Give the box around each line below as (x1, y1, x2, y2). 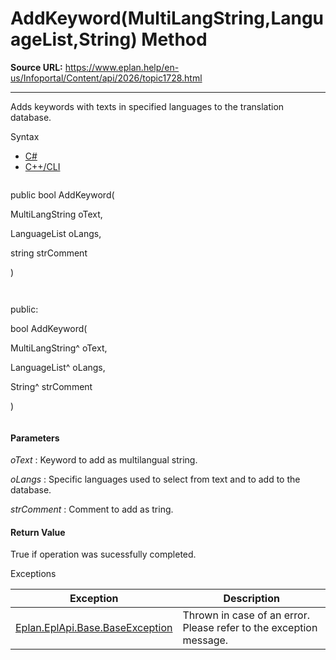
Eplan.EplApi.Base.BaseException (15, 621, 173, 635)
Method (141, 28, 208, 51)
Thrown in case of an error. (182, 608, 310, 622)
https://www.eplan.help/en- (64, 61, 180, 73)
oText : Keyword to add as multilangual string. (10, 454, 198, 466)
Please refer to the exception (182, 621, 318, 635)
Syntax (10, 130, 40, 142)
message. (182, 633, 229, 647)
